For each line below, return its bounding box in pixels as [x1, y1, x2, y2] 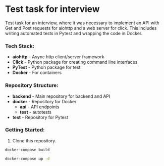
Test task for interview [5, 3, 100, 15]
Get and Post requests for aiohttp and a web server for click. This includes [5, 25, 157, 31]
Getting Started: [5, 126, 45, 133]
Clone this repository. [12, 137, 56, 144]
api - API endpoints [19, 104, 59, 110]
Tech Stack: [5, 42, 35, 49]
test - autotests [19, 109, 52, 115]
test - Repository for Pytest [12, 114, 68, 120]
